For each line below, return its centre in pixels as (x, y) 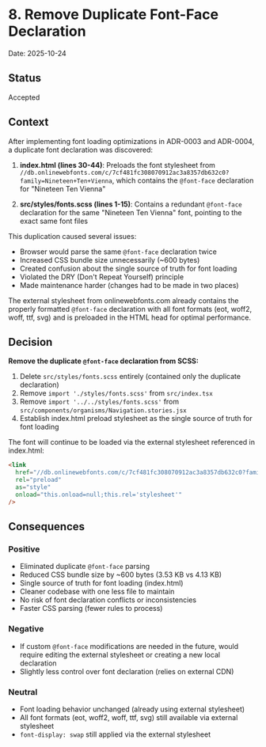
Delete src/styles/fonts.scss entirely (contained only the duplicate (130, 377)
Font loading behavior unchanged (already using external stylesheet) (132, 709)
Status (25, 78)
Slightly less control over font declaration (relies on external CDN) (127, 671)
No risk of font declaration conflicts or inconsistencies (108, 600)
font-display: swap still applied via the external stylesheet (115, 734)
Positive (24, 549)
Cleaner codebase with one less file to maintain (97, 592)
